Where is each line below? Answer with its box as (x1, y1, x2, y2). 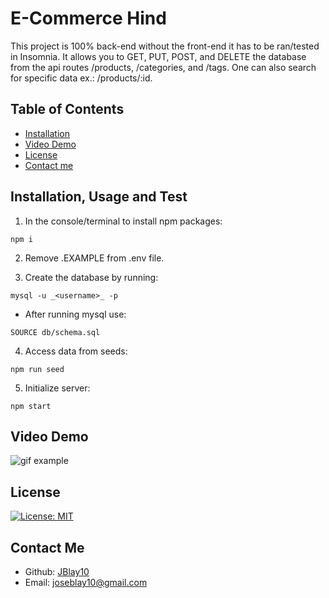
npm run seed (10, 364, 65, 374)
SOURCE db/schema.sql (10, 327, 101, 337)
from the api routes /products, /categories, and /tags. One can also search (10, 61, 317, 73)
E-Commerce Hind (10, 7, 167, 30)
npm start (10, 401, 52, 411)
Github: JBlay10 (24, 566, 90, 577)
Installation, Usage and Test (10, 188, 188, 206)
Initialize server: (24, 382, 91, 394)
